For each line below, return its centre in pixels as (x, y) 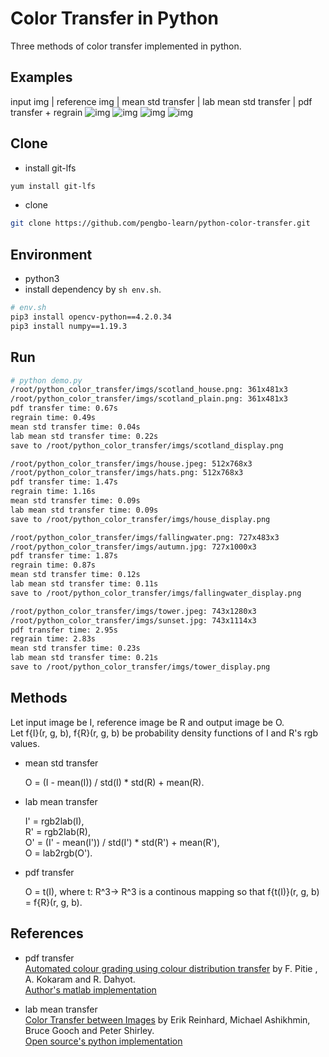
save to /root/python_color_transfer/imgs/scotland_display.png (147, 445)
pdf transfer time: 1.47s (64, 482)
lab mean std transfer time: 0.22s (84, 436)
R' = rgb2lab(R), (57, 831)
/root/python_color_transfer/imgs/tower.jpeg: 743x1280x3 (133, 611)
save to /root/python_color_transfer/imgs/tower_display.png (140, 667)
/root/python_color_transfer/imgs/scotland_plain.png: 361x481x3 (149, 399)
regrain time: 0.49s (53, 418)
